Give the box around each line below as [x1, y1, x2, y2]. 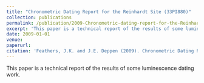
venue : [6, 37, 23, 43]
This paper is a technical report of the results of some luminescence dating [6, 64, 194, 72]
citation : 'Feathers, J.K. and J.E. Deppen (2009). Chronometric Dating [6, 48, 194, 54]
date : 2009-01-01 [6, 31, 50, 37]
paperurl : [6, 43, 32, 49]
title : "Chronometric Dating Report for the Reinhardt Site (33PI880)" [6, 8, 191, 15]
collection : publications [6, 14, 72, 20]
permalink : [6, 20, 34, 26]
